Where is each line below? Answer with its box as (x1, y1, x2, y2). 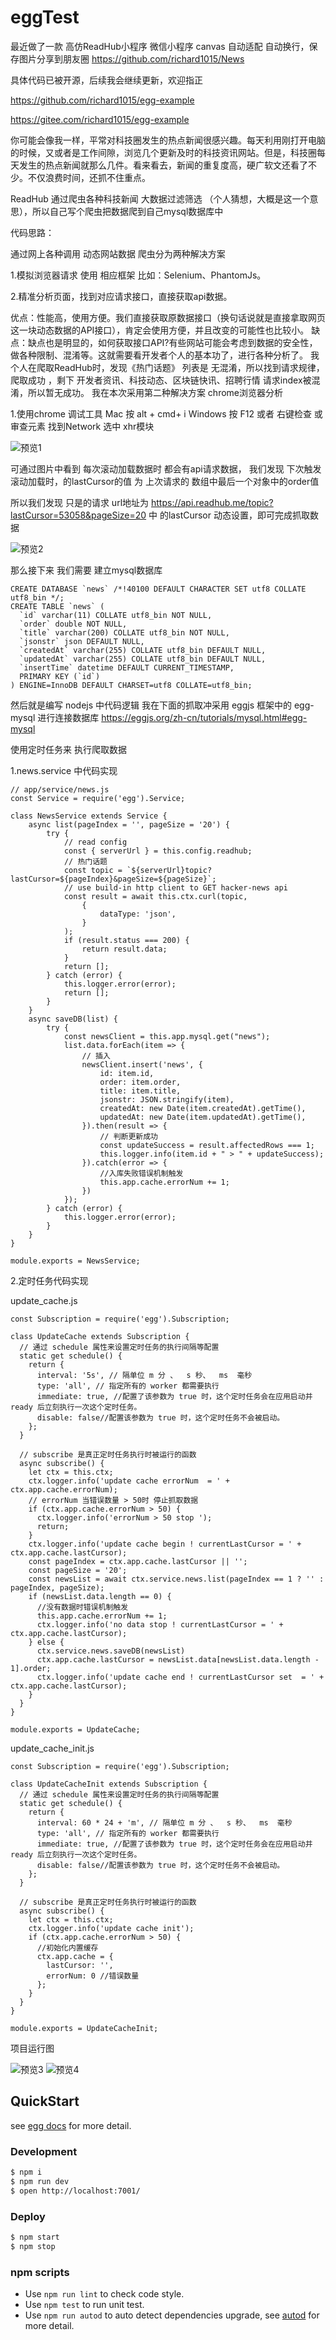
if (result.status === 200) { (63, 935, 190, 945)
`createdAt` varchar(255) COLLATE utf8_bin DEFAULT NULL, (19, 645, 267, 655)
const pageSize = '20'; (28, 1565, 128, 1575)
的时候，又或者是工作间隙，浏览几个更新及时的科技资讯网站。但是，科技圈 (10, 146, 317, 158)
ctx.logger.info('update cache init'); (28, 1923, 195, 1933)
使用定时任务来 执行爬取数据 (10, 743, 127, 755)
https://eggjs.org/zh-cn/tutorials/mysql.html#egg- (101, 711, 308, 723)
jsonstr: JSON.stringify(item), (99, 1094, 235, 1105)
